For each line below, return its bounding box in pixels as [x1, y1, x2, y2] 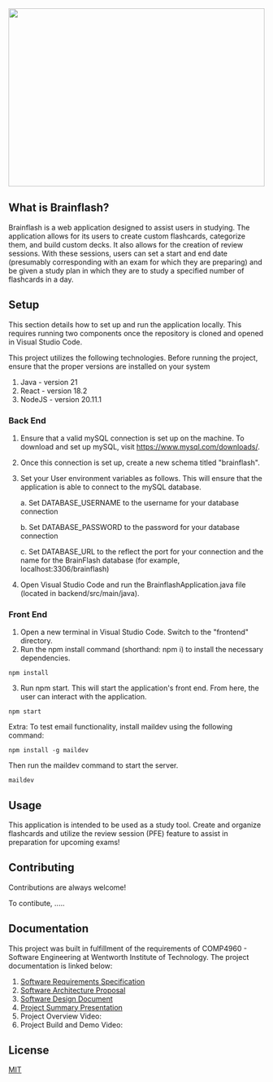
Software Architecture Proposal [19, 985, 126, 995]
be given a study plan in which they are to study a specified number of [8, 265, 245, 275]
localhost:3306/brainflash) [19, 563, 110, 573]
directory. [19, 636, 53, 646]
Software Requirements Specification [19, 976, 145, 986]
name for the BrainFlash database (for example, [19, 555, 180, 565]
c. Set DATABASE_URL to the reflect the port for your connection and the [19, 546, 264, 556]
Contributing [8, 861, 75, 874]
